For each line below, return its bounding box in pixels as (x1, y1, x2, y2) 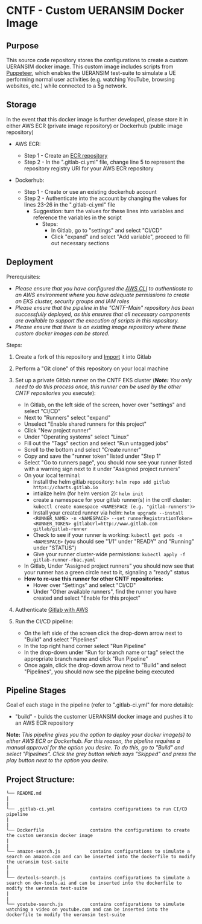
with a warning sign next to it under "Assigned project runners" (24, 465, 181, 472)
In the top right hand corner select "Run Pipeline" (24, 642, 147, 649)
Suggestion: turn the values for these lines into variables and (33, 207, 184, 214)
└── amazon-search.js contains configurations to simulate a (6, 849, 190, 855)
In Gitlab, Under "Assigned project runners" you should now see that (24, 562, 194, 569)
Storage (6, 100, 37, 110)
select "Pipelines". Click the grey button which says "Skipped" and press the (6, 750, 197, 758)
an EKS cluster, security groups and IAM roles (14, 297, 130, 305)
